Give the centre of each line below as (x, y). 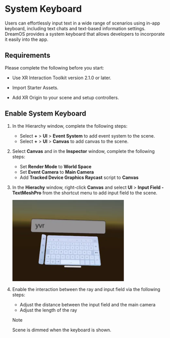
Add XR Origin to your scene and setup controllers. (65, 97)
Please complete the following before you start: (54, 67)
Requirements (27, 55)
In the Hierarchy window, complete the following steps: (70, 126)
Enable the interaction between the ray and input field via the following (86, 289)
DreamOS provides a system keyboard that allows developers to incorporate (85, 34)
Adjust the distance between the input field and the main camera (88, 304)
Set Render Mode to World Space (56, 166)
